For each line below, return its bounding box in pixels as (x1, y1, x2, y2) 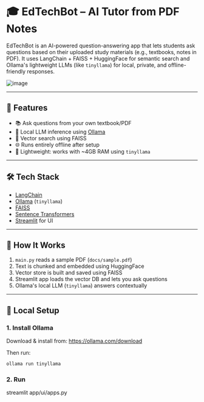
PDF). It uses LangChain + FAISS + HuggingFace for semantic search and (6, 55, 190, 62)
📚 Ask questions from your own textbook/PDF (15, 119, 132, 126)
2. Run (6, 375, 26, 383)
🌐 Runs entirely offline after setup (15, 141, 100, 148)
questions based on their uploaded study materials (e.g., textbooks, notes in (6, 48, 197, 55)
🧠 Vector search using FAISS (15, 134, 87, 141)
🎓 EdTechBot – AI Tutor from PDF (6, 5, 180, 19)
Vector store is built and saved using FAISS (15, 269, 123, 276)
